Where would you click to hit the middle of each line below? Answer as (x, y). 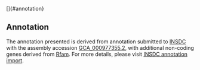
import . (15, 60)
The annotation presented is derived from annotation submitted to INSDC (96, 42)
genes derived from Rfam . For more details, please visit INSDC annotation (97, 54)
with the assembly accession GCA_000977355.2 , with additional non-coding (100, 47)
